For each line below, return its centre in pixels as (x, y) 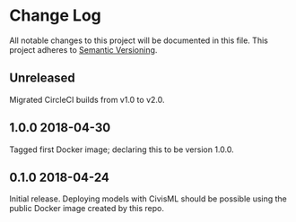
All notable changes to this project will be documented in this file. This (139, 40)
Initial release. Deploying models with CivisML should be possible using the (148, 199)
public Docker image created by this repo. (87, 209)
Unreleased (43, 78)
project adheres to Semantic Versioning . (83, 49)
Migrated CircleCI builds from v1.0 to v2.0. (87, 99)
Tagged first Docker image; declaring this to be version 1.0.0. (122, 149)
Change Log (55, 16)
